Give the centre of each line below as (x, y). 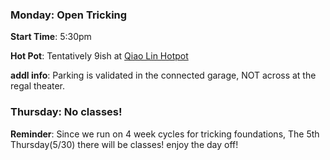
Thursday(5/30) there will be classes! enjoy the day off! (124, 144)
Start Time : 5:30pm (51, 37)
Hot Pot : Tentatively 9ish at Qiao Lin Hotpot (99, 56)
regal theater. (38, 86)
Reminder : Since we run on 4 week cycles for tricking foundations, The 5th (165, 134)
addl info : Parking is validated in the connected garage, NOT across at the (163, 75)
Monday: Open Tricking (69, 15)
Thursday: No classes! (66, 112)
